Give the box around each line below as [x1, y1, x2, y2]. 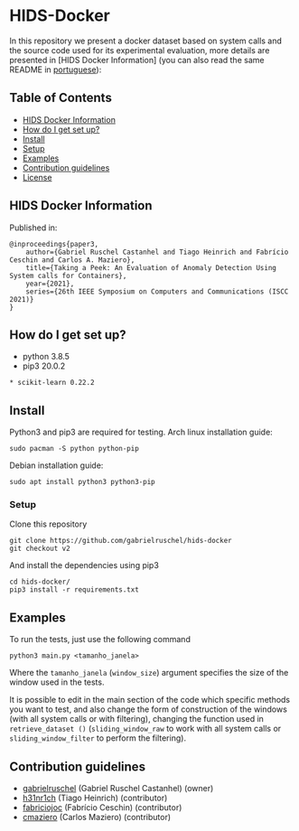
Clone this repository [9, 518, 88, 529]
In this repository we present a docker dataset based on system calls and [9, 35, 283, 46]
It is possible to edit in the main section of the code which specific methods [9, 695, 291, 705]
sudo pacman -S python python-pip [9, 444, 140, 453]
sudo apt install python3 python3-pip [9, 478, 155, 487]
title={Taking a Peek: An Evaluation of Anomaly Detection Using [25, 263, 277, 272]
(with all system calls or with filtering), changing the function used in [9, 714, 265, 724]
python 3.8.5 [22, 351, 70, 362]
